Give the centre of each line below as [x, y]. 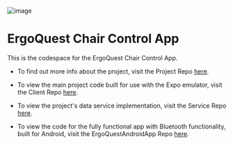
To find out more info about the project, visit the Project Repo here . [113, 71]
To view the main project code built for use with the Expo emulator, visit [120, 85]
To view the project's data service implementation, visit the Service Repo [122, 105]
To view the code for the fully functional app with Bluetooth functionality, [121, 126]
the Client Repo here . [48, 92]
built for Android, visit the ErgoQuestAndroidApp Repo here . [103, 134]
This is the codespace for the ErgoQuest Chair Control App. [93, 58]
